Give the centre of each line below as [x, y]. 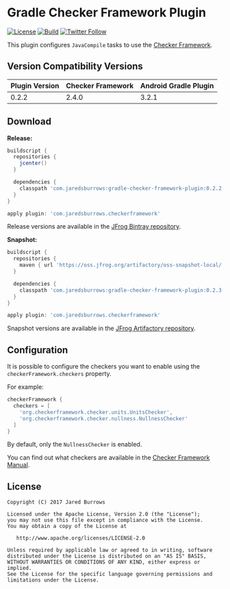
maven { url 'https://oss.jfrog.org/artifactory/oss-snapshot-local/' [122, 265]
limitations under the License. [53, 580]
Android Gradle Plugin [177, 86]
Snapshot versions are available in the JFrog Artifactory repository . [102, 328]
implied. [20, 568]
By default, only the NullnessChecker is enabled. [75, 444]
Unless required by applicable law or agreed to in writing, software [110, 550]
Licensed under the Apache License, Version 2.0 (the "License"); [104, 514]
